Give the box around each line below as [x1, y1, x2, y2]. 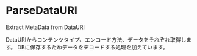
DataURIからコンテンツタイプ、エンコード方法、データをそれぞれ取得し [5, 36, 187, 43]
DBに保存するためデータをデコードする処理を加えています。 [17, 43, 168, 51]
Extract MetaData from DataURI [5, 23, 85, 31]
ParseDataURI [5, 4, 77, 17]
